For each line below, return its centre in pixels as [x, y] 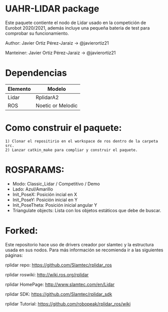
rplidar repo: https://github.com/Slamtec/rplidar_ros [58, 265]
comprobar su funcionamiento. [37, 33]
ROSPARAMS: [35, 170]
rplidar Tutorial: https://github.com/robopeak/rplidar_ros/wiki [68, 303]
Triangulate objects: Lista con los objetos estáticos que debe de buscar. [87, 210]
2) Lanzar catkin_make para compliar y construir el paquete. [71, 150]
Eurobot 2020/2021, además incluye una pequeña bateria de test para [77, 28]
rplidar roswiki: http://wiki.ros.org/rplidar [47, 274]
